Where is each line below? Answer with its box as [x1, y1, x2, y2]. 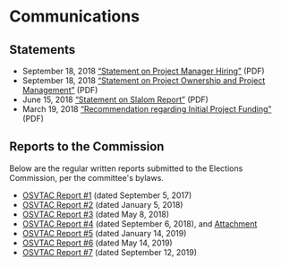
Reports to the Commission [9, 139, 165, 154]
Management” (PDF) [21, 85, 98, 95]
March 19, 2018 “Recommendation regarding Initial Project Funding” [21, 104, 272, 114]
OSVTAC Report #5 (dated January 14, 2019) [21, 227, 187, 238]
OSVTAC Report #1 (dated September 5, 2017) [21, 190, 192, 201]
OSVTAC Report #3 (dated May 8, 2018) [21, 209, 170, 219]
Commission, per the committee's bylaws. [9, 172, 164, 183]
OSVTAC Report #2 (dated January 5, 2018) [21, 199, 183, 210]
